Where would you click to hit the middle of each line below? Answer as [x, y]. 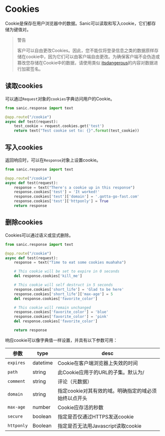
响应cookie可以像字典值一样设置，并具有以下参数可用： [61, 340]
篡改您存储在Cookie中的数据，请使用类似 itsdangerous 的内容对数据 [85, 63]
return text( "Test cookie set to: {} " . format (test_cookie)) [77, 131]
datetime [43, 363]
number [41, 407]
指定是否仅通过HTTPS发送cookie [96, 416]
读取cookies [24, 86]
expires [16, 363]
